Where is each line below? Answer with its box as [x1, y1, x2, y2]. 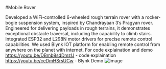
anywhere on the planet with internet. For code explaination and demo [5, 47, 153, 53]
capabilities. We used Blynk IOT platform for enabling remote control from [5, 41, 160, 48]
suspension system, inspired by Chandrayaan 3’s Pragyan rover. [18, 20, 154, 26]
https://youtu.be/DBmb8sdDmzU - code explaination [5, 52, 116, 58]
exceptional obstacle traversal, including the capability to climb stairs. [5, 31, 152, 36]
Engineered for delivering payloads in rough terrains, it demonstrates [5, 25, 151, 31]
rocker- [145, 14, 161, 20]
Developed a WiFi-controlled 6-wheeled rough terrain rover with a [5, 14, 145, 20]
